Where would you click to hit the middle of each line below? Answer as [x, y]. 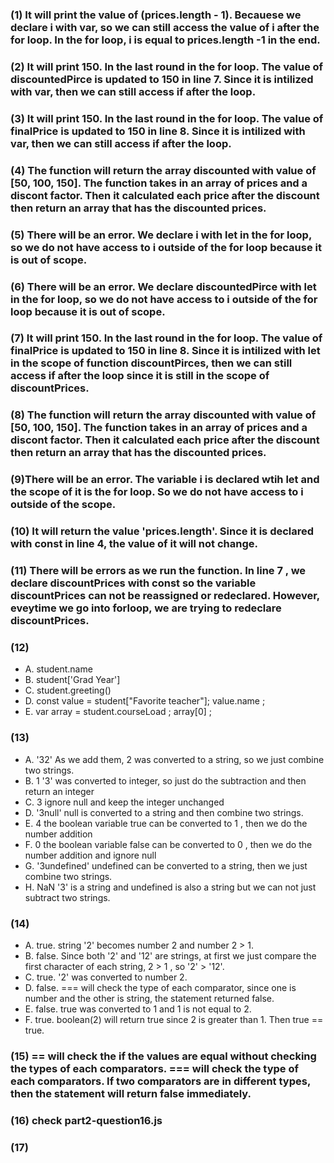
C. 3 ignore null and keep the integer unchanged [124, 802]
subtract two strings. [67, 897]
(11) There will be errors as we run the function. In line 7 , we [158, 571]
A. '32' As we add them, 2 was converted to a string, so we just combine [174, 759]
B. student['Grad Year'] [72, 680]
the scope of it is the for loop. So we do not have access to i [157, 492]
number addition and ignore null [90, 855]
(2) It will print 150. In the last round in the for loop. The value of [167, 66]
